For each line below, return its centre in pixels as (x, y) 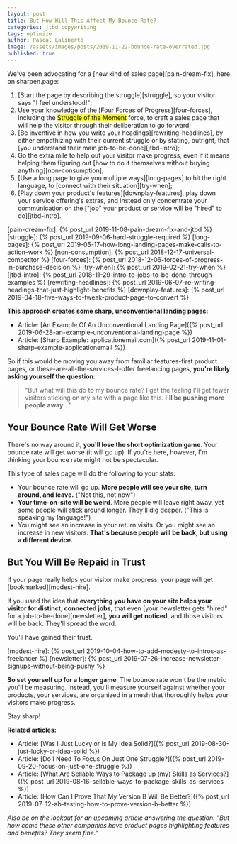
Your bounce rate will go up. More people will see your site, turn (112, 487)
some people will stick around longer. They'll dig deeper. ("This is (113, 510)
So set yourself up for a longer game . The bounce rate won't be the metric (117, 679)
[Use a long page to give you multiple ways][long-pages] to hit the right (122, 177)
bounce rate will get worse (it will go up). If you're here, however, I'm (107, 452)
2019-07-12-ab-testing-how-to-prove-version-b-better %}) (104, 804)
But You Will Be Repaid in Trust (77, 563)
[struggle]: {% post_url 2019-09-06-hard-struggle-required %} (99, 237)
